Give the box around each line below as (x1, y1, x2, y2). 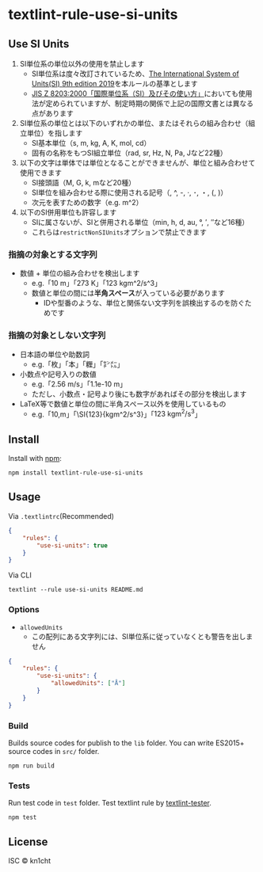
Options (8, 604, 40, 615)
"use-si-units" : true (36, 541, 109, 550)
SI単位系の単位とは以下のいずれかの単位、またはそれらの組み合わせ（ (19, 119, 249, 128)
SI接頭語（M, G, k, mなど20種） (31, 178, 136, 187)
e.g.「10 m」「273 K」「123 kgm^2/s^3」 (31, 279, 162, 288)
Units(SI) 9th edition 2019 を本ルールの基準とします (31, 79, 198, 88)
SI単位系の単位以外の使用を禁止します (19, 59, 145, 68)
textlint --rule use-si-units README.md (8, 586, 144, 594)
